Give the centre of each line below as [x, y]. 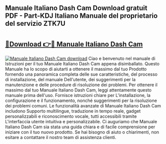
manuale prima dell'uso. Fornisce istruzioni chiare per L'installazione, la [78, 95]
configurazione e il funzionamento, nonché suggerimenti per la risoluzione [81, 100]
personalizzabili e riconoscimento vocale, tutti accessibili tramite [71, 116]
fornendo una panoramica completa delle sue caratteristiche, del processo [81, 74]
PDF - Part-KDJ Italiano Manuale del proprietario [81, 16]
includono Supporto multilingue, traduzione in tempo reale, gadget [73, 111]
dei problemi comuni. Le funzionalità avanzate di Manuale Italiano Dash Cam [83, 106]
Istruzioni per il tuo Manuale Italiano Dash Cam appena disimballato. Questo [82, 64]
